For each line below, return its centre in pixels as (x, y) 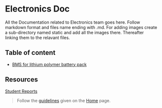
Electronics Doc (37, 9)
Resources (22, 80)
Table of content (30, 53)
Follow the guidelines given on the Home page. (64, 100)
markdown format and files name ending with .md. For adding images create (81, 27)
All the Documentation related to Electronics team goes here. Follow (73, 22)
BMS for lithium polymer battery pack (49, 64)
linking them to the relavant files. (37, 38)
